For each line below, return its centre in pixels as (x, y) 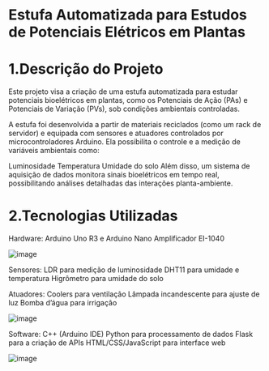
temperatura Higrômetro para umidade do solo (86, 279)
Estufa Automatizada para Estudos (128, 15)
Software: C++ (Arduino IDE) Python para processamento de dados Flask (131, 335)
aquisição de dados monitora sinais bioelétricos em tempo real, (114, 175)
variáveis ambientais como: (54, 151)
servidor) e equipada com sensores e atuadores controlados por (116, 133)
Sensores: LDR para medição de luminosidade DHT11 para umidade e (124, 270)
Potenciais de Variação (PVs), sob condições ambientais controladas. (124, 109)
